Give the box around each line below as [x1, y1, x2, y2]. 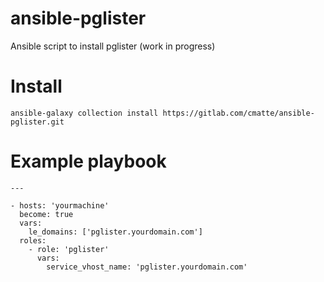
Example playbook [10, 150, 167, 173]
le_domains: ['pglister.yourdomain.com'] [28, 227, 203, 237]
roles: [19, 235, 47, 246]
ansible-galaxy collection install [10, 108, 159, 118]
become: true [19, 209, 74, 219]
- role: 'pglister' [28, 244, 110, 254]
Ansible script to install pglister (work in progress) [10, 40, 216, 52]
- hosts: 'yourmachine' [10, 200, 110, 211]
